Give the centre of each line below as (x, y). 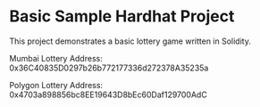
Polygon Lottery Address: (56, 85)
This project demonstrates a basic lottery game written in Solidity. (130, 41)
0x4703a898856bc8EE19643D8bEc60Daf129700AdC (108, 95)
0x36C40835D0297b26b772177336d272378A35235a (109, 68)
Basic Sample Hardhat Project (122, 16)
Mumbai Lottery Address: (56, 58)
